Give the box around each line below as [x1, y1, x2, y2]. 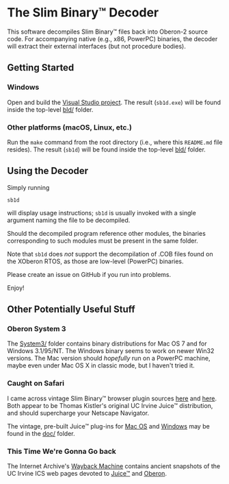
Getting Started [7, 62, 75, 73]
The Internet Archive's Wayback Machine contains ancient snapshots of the [7, 462, 221, 470]
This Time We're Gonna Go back [7, 446, 116, 456]
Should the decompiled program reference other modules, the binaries [7, 229, 206, 237]
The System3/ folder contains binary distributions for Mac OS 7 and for [7, 339, 207, 348]
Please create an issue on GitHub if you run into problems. [7, 270, 172, 278]
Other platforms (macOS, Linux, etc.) [7, 122, 132, 132]
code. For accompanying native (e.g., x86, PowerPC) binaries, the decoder [7, 34, 218, 43]
